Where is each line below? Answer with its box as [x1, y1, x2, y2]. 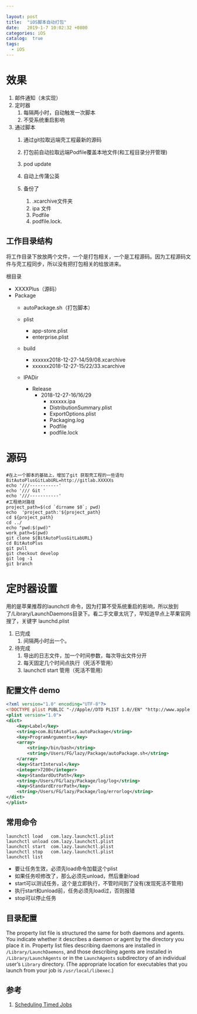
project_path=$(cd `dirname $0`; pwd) [6, 504, 101, 510]
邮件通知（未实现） [14, 94, 62, 101]
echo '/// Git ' [6, 487, 46, 494]
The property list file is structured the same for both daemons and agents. [6, 929, 185, 936]
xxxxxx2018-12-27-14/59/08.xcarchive [32, 356, 126, 363]
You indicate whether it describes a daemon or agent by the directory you [6, 935, 185, 942]
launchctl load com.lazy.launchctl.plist [6, 833, 114, 839]
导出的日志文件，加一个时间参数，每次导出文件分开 [23, 652, 147, 659]
